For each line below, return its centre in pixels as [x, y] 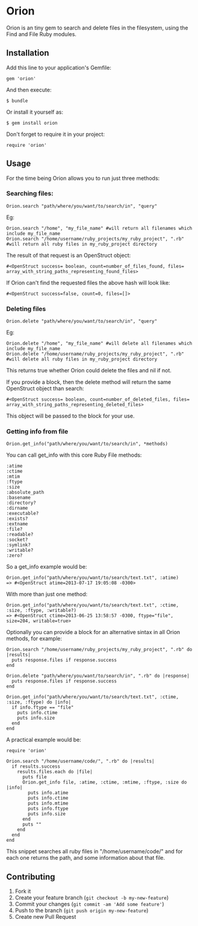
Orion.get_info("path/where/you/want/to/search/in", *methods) [87, 444]
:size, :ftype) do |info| [39, 702]
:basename [19, 498]
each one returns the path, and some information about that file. [86, 858]
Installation [28, 53]
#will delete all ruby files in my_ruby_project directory [82, 359]
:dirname [17, 508]
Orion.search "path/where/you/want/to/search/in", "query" [82, 206]
